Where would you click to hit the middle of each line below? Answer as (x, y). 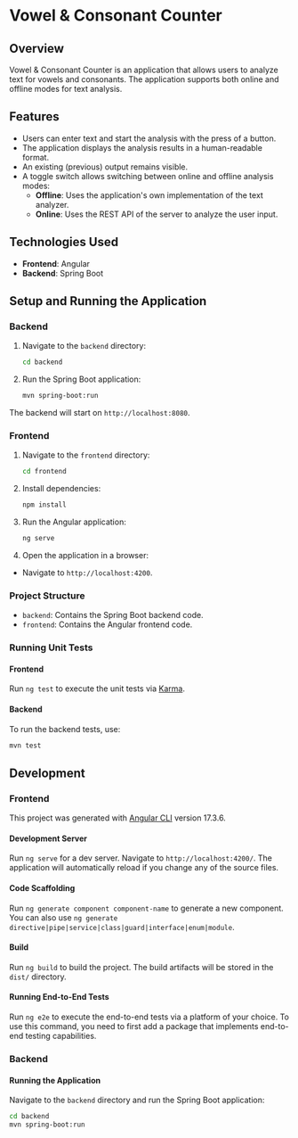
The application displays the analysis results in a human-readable (142, 147)
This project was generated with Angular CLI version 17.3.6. (118, 818)
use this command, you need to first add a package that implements (134, 1026)
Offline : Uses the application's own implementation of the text (149, 195)
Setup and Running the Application (108, 301)
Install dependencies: (61, 489)
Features (34, 117)
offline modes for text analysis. (66, 89)
